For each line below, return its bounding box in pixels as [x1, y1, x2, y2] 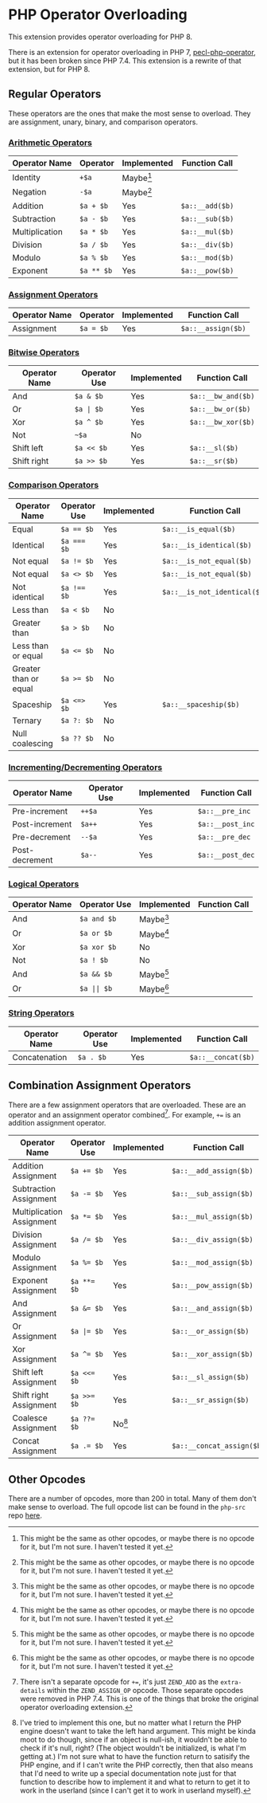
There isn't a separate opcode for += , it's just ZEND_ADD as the [19, 1677, 219, 1687]
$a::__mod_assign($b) [172, 1258, 253, 1267]
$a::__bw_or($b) [189, 405, 251, 414]
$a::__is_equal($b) [161, 524, 236, 533]
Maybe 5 [138, 967, 169, 980]
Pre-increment [12, 805, 68, 816]
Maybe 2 [122, 186, 153, 198]
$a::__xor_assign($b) [172, 1349, 253, 1359]
